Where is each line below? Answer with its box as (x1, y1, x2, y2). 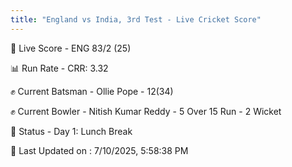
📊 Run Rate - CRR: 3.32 (10, 62, 109, 74)
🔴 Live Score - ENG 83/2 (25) (10, 42, 132, 54)
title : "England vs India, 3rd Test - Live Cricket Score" (10, 14, 262, 25)
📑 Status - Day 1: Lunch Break (10, 125, 133, 137)
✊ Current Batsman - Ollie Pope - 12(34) (10, 85, 174, 97)
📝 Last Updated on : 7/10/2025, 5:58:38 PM (10, 144, 189, 156)
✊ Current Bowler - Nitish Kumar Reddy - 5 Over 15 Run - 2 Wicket (10, 105, 282, 117)
